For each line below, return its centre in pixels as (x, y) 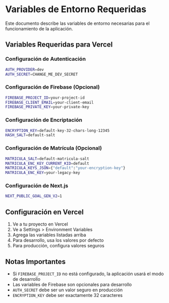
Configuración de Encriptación (44, 120)
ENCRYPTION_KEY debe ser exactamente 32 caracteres (68, 295)
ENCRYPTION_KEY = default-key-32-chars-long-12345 (57, 131)
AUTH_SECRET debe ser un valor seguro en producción (68, 290)
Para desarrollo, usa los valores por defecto (58, 240)
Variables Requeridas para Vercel (59, 45)
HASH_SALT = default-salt (30, 135)
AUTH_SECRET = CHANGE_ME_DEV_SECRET (42, 74)
